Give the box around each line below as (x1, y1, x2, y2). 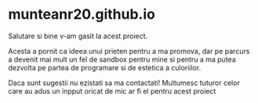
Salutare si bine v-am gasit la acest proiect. (8, 31, 148, 41)
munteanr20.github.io (8, 5, 155, 23)
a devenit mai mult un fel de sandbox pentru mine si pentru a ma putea (8, 55, 237, 64)
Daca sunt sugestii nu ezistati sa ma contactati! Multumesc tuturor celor (8, 78, 241, 87)
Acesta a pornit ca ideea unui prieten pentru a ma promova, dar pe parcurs (8, 46, 250, 55)
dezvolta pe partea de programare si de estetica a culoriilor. (8, 62, 202, 72)
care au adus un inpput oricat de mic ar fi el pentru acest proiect (8, 86, 216, 95)
